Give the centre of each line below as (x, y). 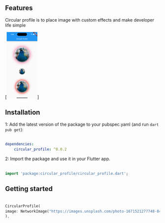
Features (19, 8)
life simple (15, 25)
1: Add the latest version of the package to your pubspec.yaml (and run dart (82, 124)
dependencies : (20, 144)
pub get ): (14, 129)
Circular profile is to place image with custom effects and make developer (80, 20)
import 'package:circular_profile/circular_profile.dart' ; (67, 174)
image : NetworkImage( (27, 211)
